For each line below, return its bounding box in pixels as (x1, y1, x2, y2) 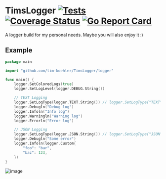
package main (5, 59, 32, 64)
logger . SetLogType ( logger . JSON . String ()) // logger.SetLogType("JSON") (14, 132, 165, 137)
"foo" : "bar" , (23, 145, 52, 150)
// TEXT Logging (14, 95, 48, 100)
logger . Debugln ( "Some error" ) (14, 136, 77, 141)
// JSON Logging (14, 127, 48, 132)
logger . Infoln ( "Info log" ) (14, 109, 70, 114)
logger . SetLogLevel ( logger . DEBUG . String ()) (14, 87, 105, 91)
